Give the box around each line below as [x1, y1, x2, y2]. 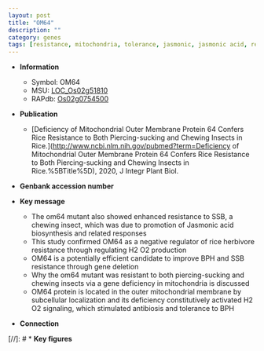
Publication [19, 109, 58, 119]
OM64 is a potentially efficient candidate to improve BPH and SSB [31, 254, 245, 263]
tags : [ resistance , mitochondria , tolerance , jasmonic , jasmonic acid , [8, 41, 247, 49]
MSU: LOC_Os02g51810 [31, 86, 108, 95]
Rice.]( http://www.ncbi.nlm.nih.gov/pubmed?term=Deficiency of [31, 141, 240, 151]
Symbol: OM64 [31, 78, 81, 87]
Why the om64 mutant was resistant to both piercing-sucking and [31, 270, 245, 280]
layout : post [8, 11, 51, 20]
